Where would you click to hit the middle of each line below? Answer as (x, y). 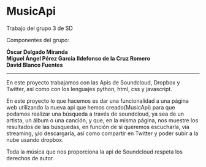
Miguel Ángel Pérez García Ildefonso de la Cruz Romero (78, 58)
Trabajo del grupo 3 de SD (40, 28)
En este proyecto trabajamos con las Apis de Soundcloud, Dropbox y (93, 82)
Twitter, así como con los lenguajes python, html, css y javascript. (90, 89)
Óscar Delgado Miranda (37, 52)
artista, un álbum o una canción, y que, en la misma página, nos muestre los (102, 120)
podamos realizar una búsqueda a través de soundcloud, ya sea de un (95, 114)
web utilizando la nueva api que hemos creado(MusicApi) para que (91, 107)
